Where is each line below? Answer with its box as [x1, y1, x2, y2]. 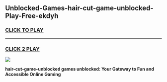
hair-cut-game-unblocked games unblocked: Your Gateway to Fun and [5, 66, 155, 72]
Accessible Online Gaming [5, 71, 61, 77]
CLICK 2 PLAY [5, 45, 40, 52]
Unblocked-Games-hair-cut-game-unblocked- [5, 4, 154, 12]
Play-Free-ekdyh [5, 12, 59, 20]
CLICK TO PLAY [5, 27, 44, 34]
